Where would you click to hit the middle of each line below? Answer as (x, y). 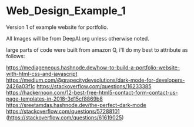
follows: (16, 56)
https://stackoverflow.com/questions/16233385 (94, 86)
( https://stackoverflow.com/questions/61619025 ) (65, 117)
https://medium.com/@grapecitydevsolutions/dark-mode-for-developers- (96, 80)
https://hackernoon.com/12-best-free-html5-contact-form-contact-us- (92, 92)
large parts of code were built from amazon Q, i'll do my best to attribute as (97, 50)
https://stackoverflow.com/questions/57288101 (63, 111)
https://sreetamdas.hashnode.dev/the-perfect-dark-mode (76, 105)
